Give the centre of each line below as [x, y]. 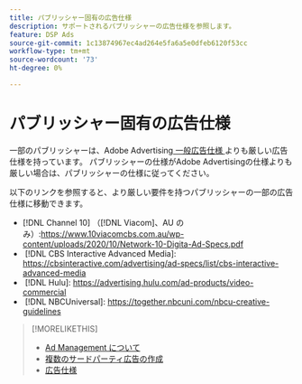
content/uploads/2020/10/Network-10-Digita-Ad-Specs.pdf [133, 244]
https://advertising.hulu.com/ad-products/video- [163, 282]
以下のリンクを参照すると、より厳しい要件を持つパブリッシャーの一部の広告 [151, 192]
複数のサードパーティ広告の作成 [104, 359]
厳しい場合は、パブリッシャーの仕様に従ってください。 [112, 173]
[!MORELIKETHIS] [64, 328]
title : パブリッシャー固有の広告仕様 [71, 18]
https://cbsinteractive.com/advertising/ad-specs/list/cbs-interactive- [151, 263]
